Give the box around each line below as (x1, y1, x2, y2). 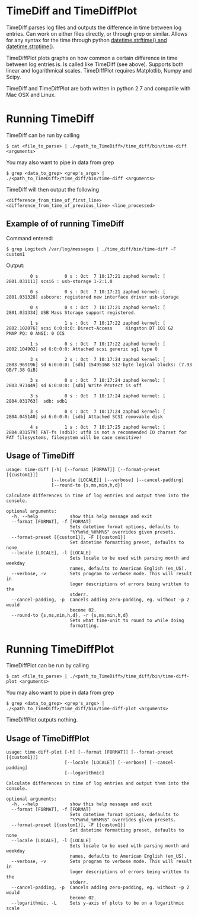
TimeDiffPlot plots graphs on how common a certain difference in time (6, 54, 178, 61)
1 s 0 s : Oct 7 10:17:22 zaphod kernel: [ (30, 341, 166, 347)
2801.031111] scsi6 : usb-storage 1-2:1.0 (6, 278, 113, 284)
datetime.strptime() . (6, 43, 55, 50)
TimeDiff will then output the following (6, 186, 100, 193)
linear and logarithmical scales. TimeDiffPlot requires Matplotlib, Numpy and (6, 67, 192, 74)
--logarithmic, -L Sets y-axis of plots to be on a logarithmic (11, 900, 184, 906)
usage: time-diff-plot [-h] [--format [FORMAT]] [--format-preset (6, 749, 174, 755)
